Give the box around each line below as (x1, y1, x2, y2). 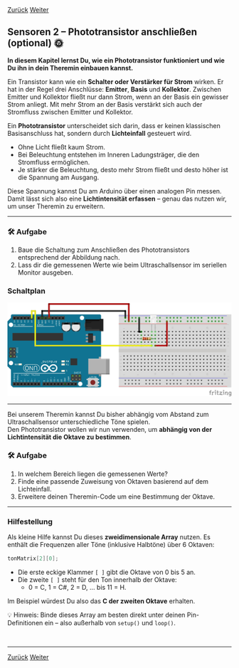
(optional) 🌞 (7, 37, 64, 49)
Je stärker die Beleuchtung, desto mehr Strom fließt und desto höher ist (17, 165, 229, 174)
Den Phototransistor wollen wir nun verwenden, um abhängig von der (7, 425, 212, 433)
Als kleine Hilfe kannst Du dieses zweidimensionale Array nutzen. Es (7, 533, 211, 541)
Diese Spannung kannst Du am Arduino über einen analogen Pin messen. (7, 186, 222, 195)
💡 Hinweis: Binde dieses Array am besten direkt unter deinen (7, 610, 186, 620)
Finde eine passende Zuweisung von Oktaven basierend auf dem (17, 477, 208, 485)
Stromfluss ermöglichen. (17, 158, 90, 166)
